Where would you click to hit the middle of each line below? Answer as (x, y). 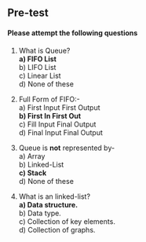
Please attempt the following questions (73, 33)
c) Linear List (40, 75)
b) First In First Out (50, 115)
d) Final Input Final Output (61, 132)
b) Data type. (40, 213)
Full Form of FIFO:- (49, 99)
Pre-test (28, 13)
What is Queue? (44, 50)
